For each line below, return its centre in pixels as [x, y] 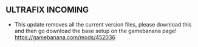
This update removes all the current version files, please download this [103, 24]
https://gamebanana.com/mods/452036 [65, 37]
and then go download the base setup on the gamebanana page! [95, 31]
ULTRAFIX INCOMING [47, 10]
